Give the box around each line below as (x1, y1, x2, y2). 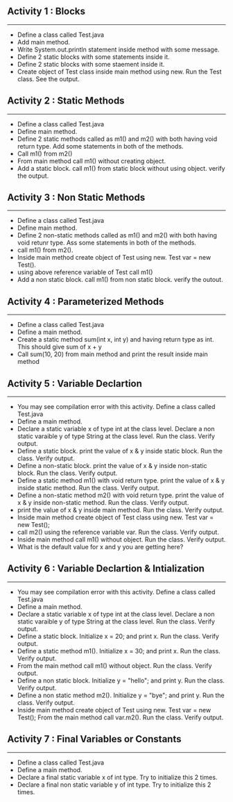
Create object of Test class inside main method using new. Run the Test (17, 67, 222, 76)
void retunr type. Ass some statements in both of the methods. (17, 239, 196, 247)
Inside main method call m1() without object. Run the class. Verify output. (17, 535, 226, 544)
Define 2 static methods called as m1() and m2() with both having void (17, 135, 217, 143)
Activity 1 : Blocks (7, 6, 85, 17)
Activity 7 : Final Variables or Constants (7, 733, 182, 745)
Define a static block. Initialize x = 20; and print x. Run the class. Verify (17, 632, 220, 640)
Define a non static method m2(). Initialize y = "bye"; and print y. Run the (17, 691, 225, 699)
